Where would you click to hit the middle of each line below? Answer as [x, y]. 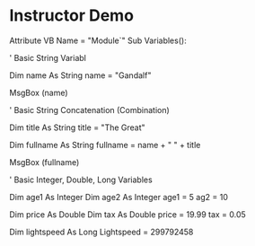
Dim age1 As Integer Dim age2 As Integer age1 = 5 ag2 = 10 [119, 197]
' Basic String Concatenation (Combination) [90, 110]
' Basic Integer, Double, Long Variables [81, 180]
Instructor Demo [72, 16]
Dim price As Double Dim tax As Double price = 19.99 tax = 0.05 [128, 214]
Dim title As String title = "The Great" [77, 127]
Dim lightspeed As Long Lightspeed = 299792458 [101, 232]
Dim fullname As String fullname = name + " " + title [105, 145]
